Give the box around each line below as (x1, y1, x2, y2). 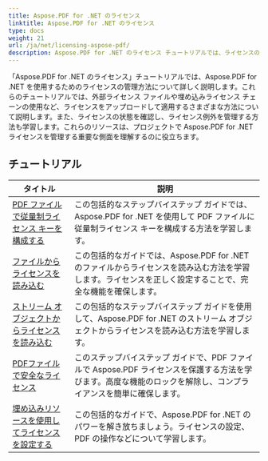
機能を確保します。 (90, 286, 162, 297)
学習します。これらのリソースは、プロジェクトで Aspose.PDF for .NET (22, 122, 254, 131)
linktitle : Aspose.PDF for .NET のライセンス (8, 19, 156, 27)
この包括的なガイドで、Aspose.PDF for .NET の (74, 409, 251, 420)
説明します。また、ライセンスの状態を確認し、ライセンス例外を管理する (14, 112, 253, 121)
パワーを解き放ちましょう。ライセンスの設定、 (74, 421, 250, 432)
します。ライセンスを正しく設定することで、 (74, 274, 241, 285)
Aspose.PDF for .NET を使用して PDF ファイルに (74, 210, 255, 222)
